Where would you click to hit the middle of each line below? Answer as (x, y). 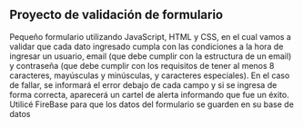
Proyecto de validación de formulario (116, 15)
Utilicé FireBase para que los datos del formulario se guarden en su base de (151, 104)
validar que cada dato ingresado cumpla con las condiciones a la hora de (146, 46)
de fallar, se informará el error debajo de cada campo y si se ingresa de (143, 84)
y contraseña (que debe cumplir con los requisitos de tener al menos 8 (142, 65)
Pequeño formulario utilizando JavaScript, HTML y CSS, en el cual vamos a (150, 36)
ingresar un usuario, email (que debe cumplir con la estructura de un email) (151, 56)
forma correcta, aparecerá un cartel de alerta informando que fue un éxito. (149, 94)
